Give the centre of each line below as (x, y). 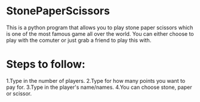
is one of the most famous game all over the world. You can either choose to (100, 33)
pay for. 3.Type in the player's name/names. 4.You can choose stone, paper (99, 87)
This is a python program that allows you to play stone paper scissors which (100, 27)
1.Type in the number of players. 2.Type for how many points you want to (96, 81)
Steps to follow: (46, 64)
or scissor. (19, 93)
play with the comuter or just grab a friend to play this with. (79, 40)
